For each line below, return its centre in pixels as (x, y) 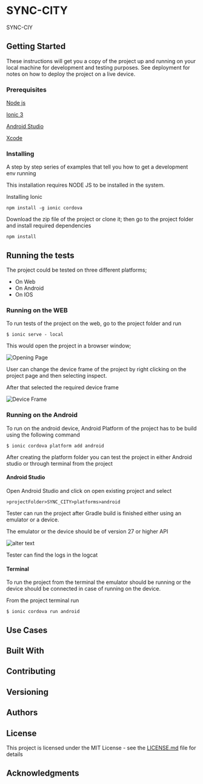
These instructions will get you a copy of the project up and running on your (101, 61)
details (15, 754)
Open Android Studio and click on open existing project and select (89, 491)
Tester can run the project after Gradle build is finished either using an (94, 513)
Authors (22, 713)
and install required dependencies (49, 226)
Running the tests (40, 255)
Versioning (27, 692)
